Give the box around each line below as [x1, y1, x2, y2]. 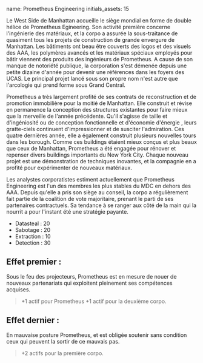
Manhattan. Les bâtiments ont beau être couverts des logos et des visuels [6, 42, 191, 50]
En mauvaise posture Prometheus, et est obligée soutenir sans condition [6, 331, 187, 339]
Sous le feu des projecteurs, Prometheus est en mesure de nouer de [6, 273, 177, 280]
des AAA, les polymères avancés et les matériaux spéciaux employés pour [6, 49, 193, 56]
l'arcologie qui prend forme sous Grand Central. [6, 81, 126, 89]
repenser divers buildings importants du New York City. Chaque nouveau [6, 151, 189, 158]
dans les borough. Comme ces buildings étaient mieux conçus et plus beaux [6, 138, 197, 145]
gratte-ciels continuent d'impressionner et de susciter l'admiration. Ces [6, 126, 185, 132]
